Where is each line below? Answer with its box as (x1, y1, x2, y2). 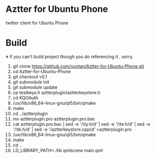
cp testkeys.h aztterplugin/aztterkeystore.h (12, 89, 101, 95)
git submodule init (12, 79, 50, 85)
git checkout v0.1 (12, 73, 47, 80)
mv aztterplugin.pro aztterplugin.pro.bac (12, 115, 95, 122)
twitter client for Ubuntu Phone (5, 20, 69, 26)
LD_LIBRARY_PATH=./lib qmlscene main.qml (12, 147, 103, 153)
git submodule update (12, 84, 58, 90)
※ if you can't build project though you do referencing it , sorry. (5, 53, 134, 59)
